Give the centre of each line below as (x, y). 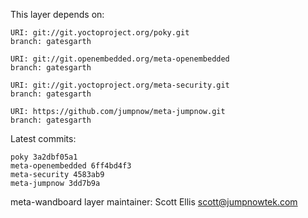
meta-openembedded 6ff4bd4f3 (71, 166)
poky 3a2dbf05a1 (44, 157)
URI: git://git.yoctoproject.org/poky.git (100, 33)
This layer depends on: (57, 14)
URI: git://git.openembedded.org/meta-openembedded (120, 59)
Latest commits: (43, 138)
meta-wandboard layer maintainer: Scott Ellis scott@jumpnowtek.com (154, 202)
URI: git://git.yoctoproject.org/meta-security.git (120, 85)
